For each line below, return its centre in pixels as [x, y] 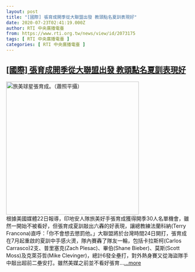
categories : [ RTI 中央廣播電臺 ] [46, 45]
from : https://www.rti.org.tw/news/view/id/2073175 [71, 34]
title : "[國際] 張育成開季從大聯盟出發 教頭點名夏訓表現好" [72, 17]
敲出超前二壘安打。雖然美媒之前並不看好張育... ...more [76, 263]
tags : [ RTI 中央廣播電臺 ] [38, 39]
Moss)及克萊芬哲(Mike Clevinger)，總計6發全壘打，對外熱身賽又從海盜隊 [95, 255]
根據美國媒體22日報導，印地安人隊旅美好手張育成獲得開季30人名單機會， [95, 218]
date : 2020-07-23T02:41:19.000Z [46, 22]
